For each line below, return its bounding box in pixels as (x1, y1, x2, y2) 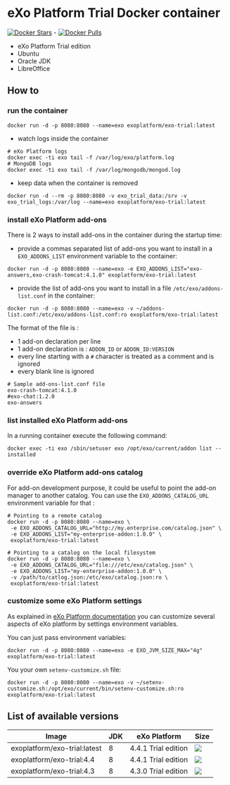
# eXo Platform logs (7, 148, 68, 155)
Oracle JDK (17, 56, 51, 65)
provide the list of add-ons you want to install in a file (17, 284, 172, 292)
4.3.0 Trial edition (129, 766, 189, 776)
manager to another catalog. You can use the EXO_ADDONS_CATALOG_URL (7, 491, 210, 499)
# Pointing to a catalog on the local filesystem (7, 549, 156, 556)
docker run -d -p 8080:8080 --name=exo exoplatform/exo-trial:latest (7, 122, 216, 129)
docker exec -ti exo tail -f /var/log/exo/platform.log (7, 153, 174, 161)
